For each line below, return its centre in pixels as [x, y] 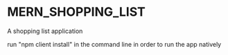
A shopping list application [45, 31]
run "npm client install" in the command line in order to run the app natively [114, 44]
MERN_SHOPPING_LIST [76, 12]
